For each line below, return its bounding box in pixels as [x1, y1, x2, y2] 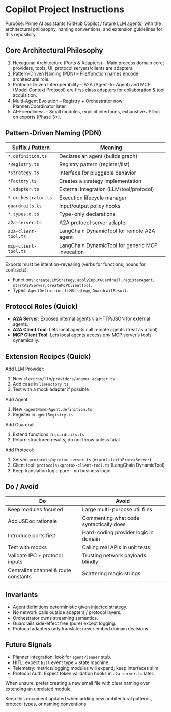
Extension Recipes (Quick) [5, 352, 91, 361]
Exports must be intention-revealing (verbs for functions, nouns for [5, 261, 146, 267]
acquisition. [12, 92, 37, 98]
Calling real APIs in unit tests [82, 544, 150, 551]
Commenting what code [82, 514, 140, 521]
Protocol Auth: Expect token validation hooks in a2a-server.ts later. [12, 670, 154, 676]
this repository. [5, 31, 37, 37]
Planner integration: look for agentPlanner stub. [12, 654, 112, 660]
